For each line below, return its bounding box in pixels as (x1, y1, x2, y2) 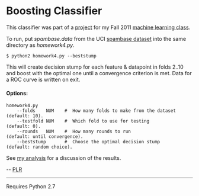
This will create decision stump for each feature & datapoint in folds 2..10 (6, 63, 184, 70)
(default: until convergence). (6, 134, 84, 140)
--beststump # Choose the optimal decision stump (17, 139, 161, 145)
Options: (6, 89, 28, 97)
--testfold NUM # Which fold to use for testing (17, 118, 150, 124)
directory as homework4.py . (6, 41, 75, 49)
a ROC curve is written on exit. (6, 76, 81, 83)
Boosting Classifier (6, 4, 102, 18)
